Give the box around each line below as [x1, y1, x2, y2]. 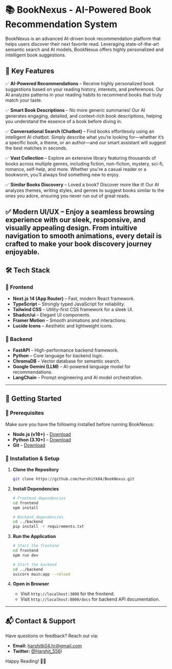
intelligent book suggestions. [5, 52, 67, 58]
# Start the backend [12, 562, 57, 567]
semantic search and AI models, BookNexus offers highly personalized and [5, 46, 164, 52]
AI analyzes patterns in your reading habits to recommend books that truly [5, 91, 162, 98]
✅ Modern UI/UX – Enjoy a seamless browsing [5, 207, 155, 216]
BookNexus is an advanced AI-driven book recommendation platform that [5, 35, 161, 42]
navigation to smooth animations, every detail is [5, 232, 162, 240]
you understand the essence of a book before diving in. [5, 118, 122, 124]
